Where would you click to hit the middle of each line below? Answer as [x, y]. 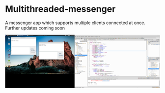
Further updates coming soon [35, 28]
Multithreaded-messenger [60, 9]
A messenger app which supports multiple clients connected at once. [75, 23]
